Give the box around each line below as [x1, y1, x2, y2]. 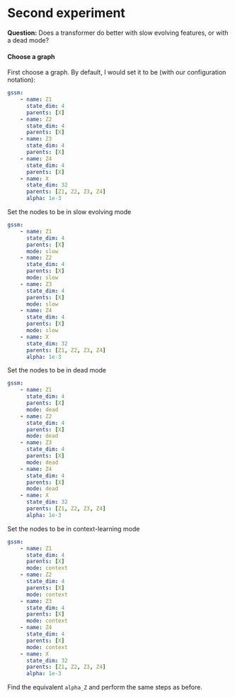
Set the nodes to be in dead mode [7, 366, 107, 375]
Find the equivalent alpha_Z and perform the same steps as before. [7, 683, 203, 692]
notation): [7, 76, 35, 84]
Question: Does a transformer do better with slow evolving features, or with [7, 28, 229, 37]
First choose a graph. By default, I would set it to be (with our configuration [7, 68, 227, 77]
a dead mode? [7, 35, 50, 44]
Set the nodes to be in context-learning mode [7, 524, 140, 533]
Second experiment [7, 5, 126, 21]
